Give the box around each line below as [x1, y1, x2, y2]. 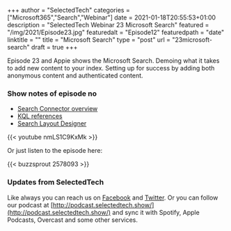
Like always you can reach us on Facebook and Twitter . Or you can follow [7, 193, 218, 202]
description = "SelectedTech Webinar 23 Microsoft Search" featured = [7, 21, 209, 29]
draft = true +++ [31, 43, 78, 51]
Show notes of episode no [7, 89, 97, 98]
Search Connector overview [17, 105, 98, 113]
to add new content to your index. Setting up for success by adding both [7, 64, 215, 72]
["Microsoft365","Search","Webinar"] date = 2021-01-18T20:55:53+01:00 [7, 13, 216, 22]
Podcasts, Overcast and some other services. [7, 216, 138, 224]
